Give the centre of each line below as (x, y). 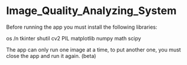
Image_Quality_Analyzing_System (91, 11)
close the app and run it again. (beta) (51, 56)
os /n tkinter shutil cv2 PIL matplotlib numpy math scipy (74, 38)
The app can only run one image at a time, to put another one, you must (94, 49)
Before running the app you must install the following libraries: (82, 27)
